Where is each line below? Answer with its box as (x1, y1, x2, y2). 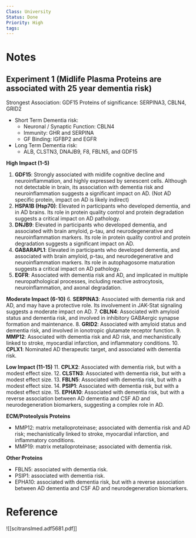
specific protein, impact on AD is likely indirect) (14, 196, 129, 203)
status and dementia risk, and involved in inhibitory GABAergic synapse (6, 315, 180, 322)
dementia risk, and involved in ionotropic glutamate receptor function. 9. (6, 327, 181, 334)
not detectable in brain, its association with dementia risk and (14, 184, 164, 191)
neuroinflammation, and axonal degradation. (14, 284, 122, 291)
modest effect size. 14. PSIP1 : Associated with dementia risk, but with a (6, 383, 179, 390)
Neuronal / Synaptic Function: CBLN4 (23, 123, 115, 130)
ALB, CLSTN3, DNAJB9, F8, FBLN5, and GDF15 (23, 148, 138, 155)
